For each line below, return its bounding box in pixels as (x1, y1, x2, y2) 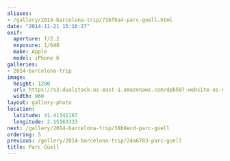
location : (7, 106, 36, 112)
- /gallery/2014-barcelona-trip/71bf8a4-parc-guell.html (7, 16, 173, 23)
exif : (7, 29, 23, 36)
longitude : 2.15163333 (13, 118, 78, 125)
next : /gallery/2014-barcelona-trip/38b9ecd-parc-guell (7, 125, 170, 132)
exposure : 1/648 (13, 42, 60, 49)
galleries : (7, 61, 38, 68)
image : (7, 73, 26, 81)
